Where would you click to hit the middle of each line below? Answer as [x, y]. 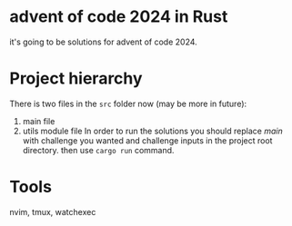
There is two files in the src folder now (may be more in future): [128, 103]
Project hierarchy [76, 79]
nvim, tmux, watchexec [53, 211]
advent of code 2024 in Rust [119, 17]
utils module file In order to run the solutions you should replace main [153, 131]
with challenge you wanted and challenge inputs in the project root [147, 140]
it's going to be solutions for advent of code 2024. [103, 42]
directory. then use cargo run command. [98, 150]
